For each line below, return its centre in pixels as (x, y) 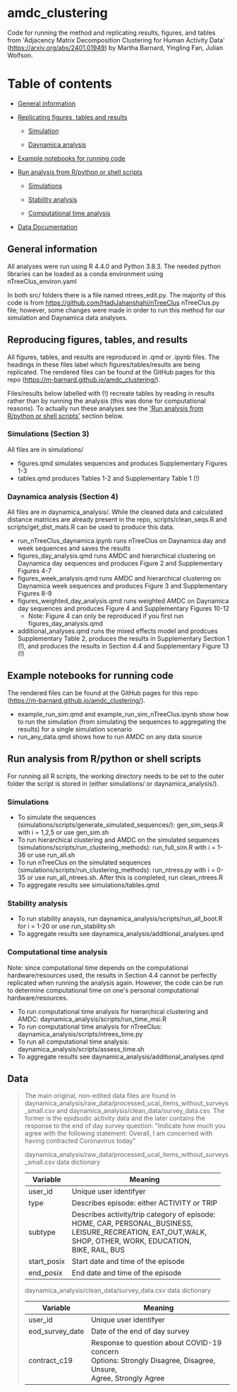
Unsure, (104, 1369)
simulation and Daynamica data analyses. (68, 317)
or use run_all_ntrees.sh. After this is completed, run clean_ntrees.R (125, 878)
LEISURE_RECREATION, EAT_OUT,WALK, (139, 1232)
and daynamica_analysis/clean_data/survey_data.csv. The (140, 1111)
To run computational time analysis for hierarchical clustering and (113, 1011)
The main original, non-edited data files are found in (100, 1096)
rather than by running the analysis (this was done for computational (107, 401)
